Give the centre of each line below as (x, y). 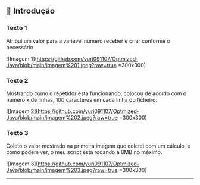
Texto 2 (17, 80)
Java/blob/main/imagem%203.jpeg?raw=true (62, 170)
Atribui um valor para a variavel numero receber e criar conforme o (88, 41)
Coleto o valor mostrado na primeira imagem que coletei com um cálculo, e (98, 146)
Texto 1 (17, 28)
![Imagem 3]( (22, 164)
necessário (20, 47)
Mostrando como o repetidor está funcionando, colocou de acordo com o (96, 93)
